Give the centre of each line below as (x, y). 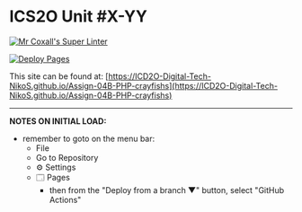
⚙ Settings (56, 167)
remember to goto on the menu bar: (89, 138)
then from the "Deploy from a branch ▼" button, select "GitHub (167, 190)
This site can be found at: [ (59, 76)
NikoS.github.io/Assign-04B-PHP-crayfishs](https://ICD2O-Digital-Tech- (144, 85)
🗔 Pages (53, 177)
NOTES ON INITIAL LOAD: (58, 121)
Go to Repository (67, 157)
